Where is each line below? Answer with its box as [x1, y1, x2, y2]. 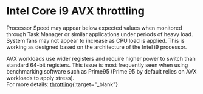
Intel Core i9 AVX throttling [6, 4, 145, 18]
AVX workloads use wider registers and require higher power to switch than [6, 55, 196, 62]
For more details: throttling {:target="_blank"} [6, 80, 119, 88]
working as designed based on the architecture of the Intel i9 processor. [6, 43, 187, 51]
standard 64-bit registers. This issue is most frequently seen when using [6, 61, 188, 69]
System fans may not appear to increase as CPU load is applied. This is [6, 37, 185, 44]
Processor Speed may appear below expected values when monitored [6, 24, 182, 31]
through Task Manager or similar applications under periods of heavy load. [6, 30, 193, 37]
